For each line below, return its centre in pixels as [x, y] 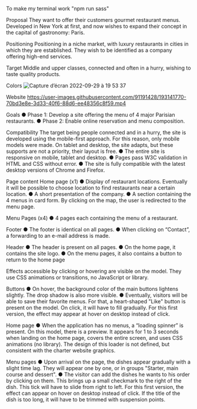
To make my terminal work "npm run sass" [58, 9]
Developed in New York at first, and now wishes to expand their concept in [96, 26]
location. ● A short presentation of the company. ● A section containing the [98, 194]
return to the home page [36, 260]
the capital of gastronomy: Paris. [46, 32]
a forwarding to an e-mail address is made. [58, 236]
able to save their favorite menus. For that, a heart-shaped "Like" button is [96, 301]
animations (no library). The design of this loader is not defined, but [88, 344]
